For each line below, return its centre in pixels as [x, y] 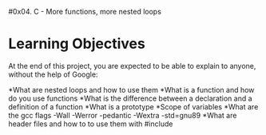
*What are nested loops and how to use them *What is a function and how [131, 89]
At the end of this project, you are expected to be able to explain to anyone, [132, 66]
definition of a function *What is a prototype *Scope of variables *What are [133, 106]
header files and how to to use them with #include [91, 124]
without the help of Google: [53, 74]
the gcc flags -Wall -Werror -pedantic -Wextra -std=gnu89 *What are [123, 115]
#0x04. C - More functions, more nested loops [85, 12]
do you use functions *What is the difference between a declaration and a [131, 98]
